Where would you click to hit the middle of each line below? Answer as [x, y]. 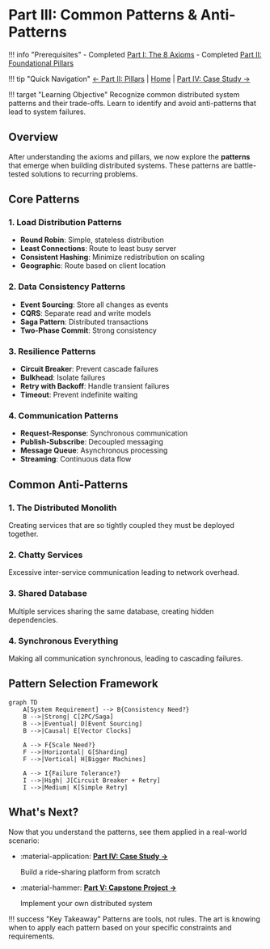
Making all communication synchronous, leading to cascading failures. [126, 658]
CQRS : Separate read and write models [86, 313]
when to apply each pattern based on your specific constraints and [120, 927]
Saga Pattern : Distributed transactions [84, 321]
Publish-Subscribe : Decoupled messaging [92, 442]
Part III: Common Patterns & [103, 15]
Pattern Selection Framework [84, 684]
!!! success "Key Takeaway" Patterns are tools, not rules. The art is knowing [134, 919]
